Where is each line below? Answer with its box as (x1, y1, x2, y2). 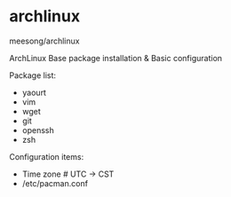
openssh (21, 124, 55, 135)
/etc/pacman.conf (21, 177, 89, 188)
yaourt (21, 87, 47, 98)
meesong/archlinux (9, 35, 80, 46)
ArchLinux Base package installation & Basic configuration (9, 52, 223, 63)
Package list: (9, 69, 56, 81)
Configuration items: (9, 151, 84, 162)
